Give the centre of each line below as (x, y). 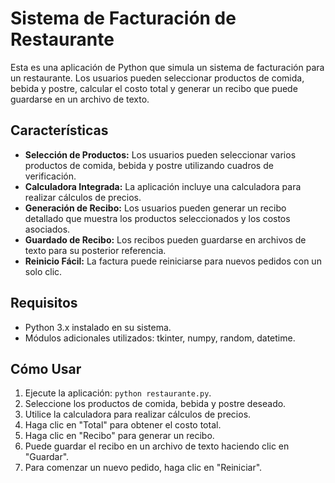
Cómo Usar (46, 368)
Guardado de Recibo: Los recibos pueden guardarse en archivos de (165, 239)
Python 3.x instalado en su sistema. (98, 327)
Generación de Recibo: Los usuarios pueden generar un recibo (155, 208)
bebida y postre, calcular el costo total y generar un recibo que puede (154, 88)
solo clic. (43, 271)
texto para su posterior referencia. (95, 250)
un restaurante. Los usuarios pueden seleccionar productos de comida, (157, 78)
